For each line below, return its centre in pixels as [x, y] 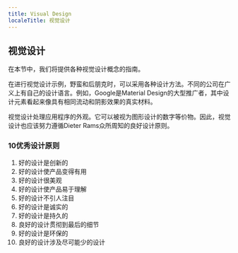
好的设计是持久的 [43, 216]
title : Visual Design [40, 14]
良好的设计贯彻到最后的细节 [59, 224]
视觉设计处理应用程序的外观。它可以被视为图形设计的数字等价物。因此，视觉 [119, 117]
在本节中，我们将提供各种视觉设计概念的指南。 [76, 69]
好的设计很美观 [40, 180]
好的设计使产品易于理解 [52, 189]
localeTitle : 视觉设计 [39, 20]
